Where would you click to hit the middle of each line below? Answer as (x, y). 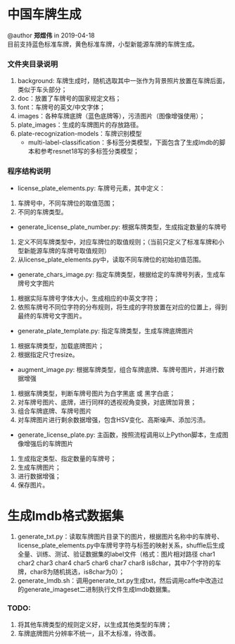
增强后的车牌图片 (49, 443)
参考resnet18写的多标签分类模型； (90, 151)
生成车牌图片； (39, 467)
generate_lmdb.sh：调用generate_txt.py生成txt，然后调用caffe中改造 (118, 581)
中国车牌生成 (45, 14)
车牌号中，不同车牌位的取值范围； (67, 203)
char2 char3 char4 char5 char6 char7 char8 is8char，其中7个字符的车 (119, 563)
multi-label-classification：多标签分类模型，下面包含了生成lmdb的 (123, 142)
